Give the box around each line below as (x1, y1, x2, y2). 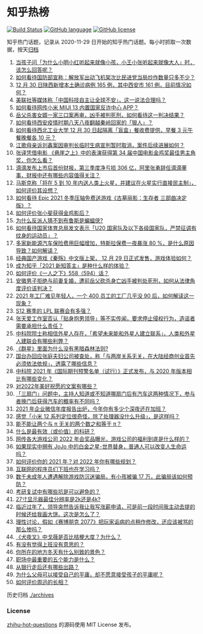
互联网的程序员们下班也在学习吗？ (15, 465, 101, 472)
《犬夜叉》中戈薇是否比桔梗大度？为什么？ (15, 533, 122, 540)
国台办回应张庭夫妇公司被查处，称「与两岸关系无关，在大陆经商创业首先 (15, 352, 195, 359)
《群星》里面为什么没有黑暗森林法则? (15, 345, 108, 352)
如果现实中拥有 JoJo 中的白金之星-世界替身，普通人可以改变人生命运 (15, 442, 187, 450)
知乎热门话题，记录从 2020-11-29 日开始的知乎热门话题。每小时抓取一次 (7, 38, 186, 45)
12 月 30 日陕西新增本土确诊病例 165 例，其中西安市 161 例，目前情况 (15, 81, 186, 88)
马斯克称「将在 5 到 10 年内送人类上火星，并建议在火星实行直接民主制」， (15, 179, 197, 186)
